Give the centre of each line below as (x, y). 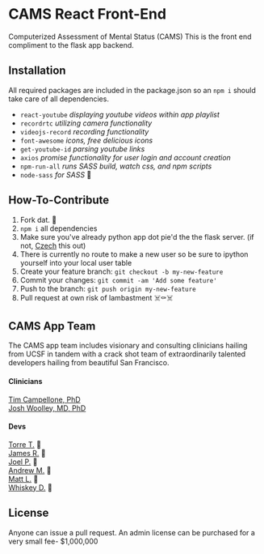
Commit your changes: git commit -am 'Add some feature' (119, 279)
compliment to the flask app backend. (71, 45)
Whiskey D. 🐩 (30, 488)
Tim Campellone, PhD (44, 399)
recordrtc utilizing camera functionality (86, 123)
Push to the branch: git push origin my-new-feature (108, 288)
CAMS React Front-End (88, 14)
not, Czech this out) (53, 245)
